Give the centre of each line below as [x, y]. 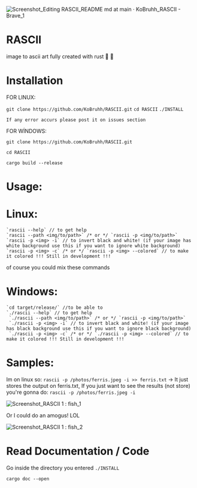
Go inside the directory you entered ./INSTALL [63, 468]
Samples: [30, 363]
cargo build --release [34, 163]
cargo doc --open [28, 479]
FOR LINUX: [21, 97]
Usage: [25, 187]
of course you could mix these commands [58, 267]
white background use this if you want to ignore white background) [93, 246]
